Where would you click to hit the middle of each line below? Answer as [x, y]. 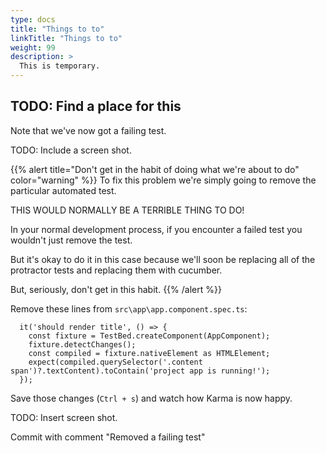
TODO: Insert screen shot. [64, 417]
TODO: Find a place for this [96, 106]
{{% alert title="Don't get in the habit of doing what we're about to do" [155, 169]
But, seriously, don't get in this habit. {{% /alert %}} [116, 289]
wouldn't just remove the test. [71, 240]
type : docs [33, 19]
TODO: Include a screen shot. [71, 150]
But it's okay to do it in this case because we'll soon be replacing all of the [163, 259]
